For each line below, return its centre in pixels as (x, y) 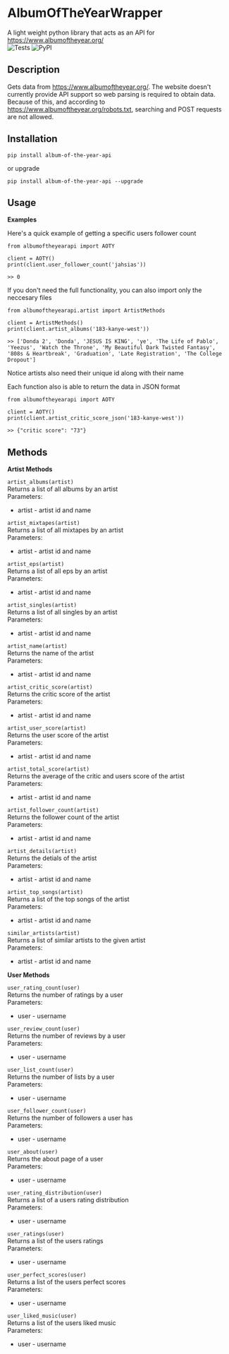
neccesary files (30, 298)
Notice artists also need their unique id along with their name (96, 373)
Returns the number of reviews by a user (67, 1036)
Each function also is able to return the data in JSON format (94, 387)
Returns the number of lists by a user (61, 1077)
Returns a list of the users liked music (62, 1323)
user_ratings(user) (36, 1234)
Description (33, 69)
